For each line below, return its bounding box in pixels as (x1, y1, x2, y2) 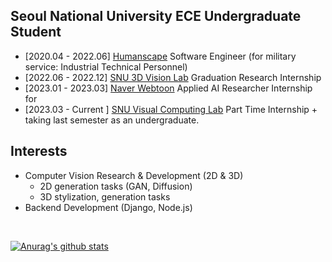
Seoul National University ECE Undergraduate (10, 8, 302, 25)
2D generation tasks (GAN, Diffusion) (39, 180, 193, 192)
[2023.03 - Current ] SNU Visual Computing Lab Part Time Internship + (24, 103, 318, 115)
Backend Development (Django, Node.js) (24, 201, 193, 213)
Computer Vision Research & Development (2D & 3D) (24, 169, 244, 181)
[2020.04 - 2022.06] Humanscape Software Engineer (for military (24, 50, 297, 62)
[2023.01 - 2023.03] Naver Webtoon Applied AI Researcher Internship (24, 82, 313, 94)
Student (10, 24, 62, 41)
